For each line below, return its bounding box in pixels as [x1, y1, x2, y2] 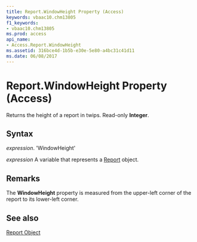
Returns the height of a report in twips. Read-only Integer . [6, 111, 149, 118]
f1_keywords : [6, 20, 39, 26]
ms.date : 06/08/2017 [6, 53, 58, 59]
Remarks [6, 173, 41, 183]
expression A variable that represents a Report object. [6, 156, 139, 163]
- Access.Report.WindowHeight [6, 42, 82, 48]
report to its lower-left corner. [6, 195, 79, 203]
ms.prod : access [6, 31, 47, 37]
